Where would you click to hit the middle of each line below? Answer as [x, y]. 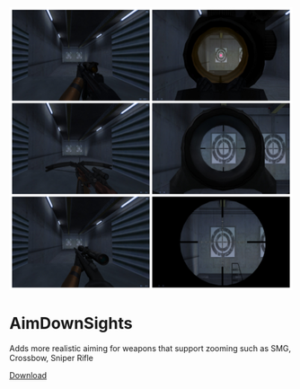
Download [28, 375]
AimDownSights [71, 324]
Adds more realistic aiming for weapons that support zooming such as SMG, [150, 348]
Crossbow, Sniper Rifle [52, 358]
